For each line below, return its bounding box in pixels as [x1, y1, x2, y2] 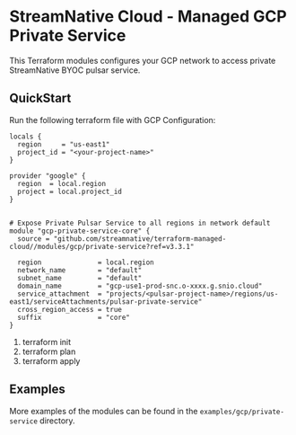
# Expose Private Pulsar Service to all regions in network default [9, 218, 271, 227]
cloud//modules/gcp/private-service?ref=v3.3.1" [9, 242, 195, 251]
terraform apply [22, 355, 81, 366]
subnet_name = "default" [17, 273, 143, 282]
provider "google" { [9, 171, 87, 181]
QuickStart [9, 91, 72, 106]
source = [17, 234, 50, 244]
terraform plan [22, 346, 76, 357]
